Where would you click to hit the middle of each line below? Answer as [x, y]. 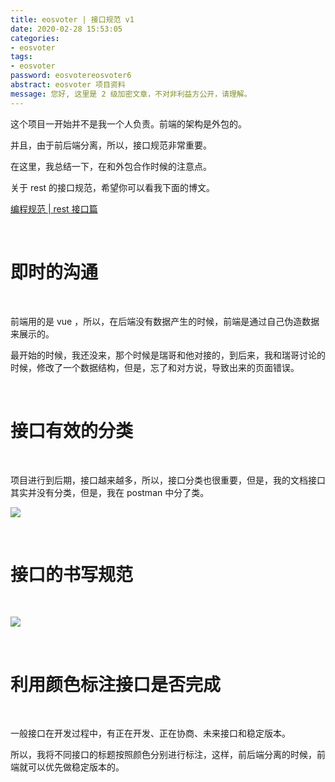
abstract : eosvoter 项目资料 [68, 85]
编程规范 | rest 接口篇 [54, 208]
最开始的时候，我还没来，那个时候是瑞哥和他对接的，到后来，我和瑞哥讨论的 [168, 355]
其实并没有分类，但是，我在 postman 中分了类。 [110, 492]
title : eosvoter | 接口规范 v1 [72, 19]
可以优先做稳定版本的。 [76, 767]
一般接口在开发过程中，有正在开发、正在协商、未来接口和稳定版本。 [150, 733]
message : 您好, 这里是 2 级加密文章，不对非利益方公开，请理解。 [131, 94]
